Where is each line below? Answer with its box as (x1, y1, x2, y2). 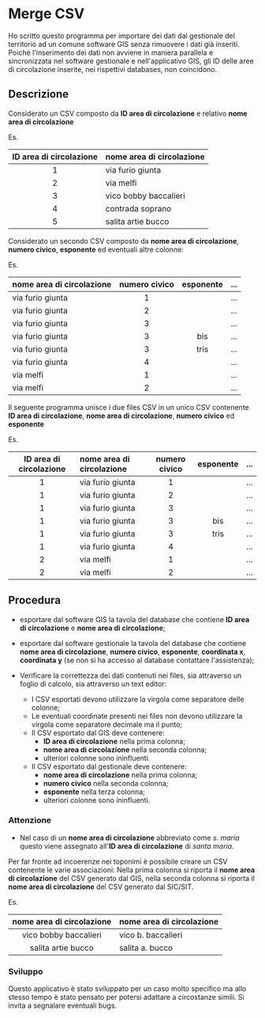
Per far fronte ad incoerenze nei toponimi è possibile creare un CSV (8, 857, 228, 866)
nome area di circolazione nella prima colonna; (43, 769, 198, 780)
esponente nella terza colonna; (43, 787, 146, 796)
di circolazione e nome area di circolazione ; (19, 623, 166, 632)
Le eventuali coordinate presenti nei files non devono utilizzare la (31, 711, 243, 720)
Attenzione (8, 815, 52, 826)
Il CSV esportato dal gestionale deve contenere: (31, 762, 187, 771)
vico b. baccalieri (119, 929, 183, 940)
